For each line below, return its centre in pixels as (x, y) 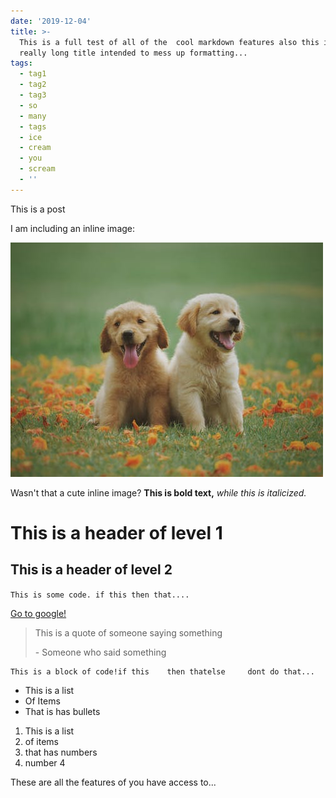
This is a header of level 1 (116, 532)
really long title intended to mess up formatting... (133, 53)
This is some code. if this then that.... (100, 595)
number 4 (45, 762)
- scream (37, 169)
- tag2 (33, 85)
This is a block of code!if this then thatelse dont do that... (162, 671)
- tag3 (33, 95)
